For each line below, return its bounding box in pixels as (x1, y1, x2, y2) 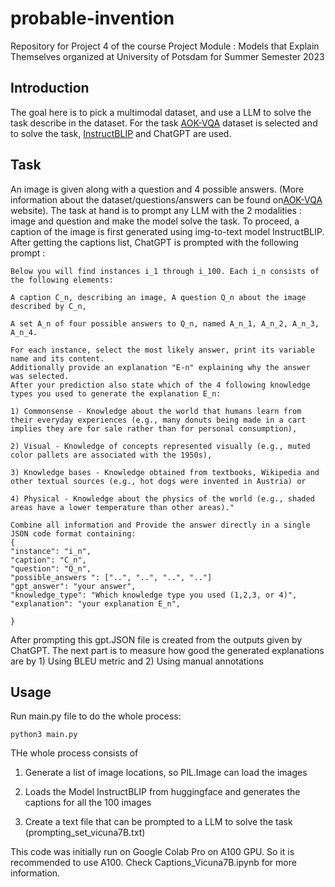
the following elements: (10, 275, 114, 285)
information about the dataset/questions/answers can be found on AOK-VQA (10, 193, 323, 206)
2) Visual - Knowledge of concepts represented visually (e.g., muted (10, 441, 311, 451)
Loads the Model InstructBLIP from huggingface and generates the (24, 786, 301, 798)
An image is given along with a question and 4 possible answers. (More (10, 183, 305, 195)
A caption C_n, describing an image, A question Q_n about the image (10, 292, 307, 302)
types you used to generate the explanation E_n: (10, 388, 222, 399)
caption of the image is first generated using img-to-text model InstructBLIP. (10, 225, 325, 237)
